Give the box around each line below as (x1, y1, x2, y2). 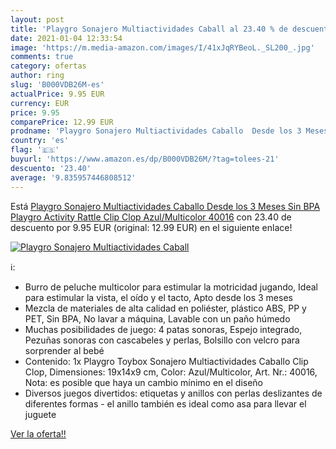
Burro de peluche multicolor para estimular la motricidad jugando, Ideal (24, 281, 318, 293)
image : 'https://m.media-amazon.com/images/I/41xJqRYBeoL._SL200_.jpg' (10, 42, 315, 53)
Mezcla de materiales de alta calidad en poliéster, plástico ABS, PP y (24, 302, 307, 314)
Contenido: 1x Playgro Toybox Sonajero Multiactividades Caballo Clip (24, 355, 309, 367)
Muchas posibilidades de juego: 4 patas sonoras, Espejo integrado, (24, 323, 303, 335)
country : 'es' (10, 136, 70, 146)
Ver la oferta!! (10, 427, 67, 440)
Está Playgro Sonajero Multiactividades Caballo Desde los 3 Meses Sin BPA (10, 200, 321, 212)
